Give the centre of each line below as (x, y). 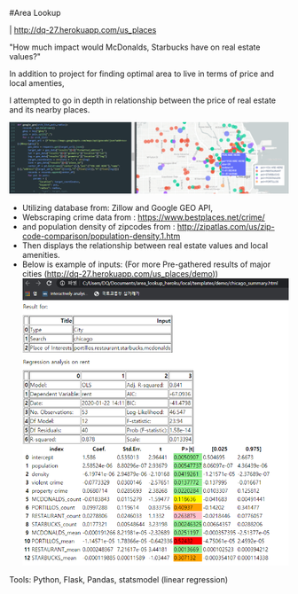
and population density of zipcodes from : (98, 226)
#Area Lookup (35, 13)
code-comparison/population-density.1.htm (101, 236)
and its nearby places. (50, 109)
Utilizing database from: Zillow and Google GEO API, (118, 207)
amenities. (41, 254)
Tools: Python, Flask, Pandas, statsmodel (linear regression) (119, 579)
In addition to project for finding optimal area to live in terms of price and (142, 74)
